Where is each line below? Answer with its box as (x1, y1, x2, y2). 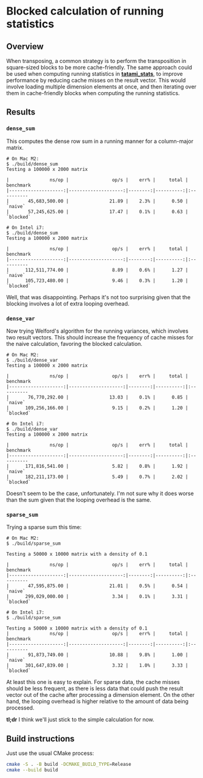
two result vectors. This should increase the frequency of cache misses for (6, 333, 194, 341)
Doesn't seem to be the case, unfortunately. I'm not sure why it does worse (6, 490, 194, 497)
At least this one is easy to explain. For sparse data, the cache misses (6, 679, 180, 686)
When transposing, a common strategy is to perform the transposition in (6, 58, 187, 64)
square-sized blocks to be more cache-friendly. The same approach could (6, 64, 193, 71)
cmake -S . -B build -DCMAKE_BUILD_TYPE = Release (6, 762, 131, 768)
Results (6, 107, 36, 118)
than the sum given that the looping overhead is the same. (6, 496, 151, 504)
